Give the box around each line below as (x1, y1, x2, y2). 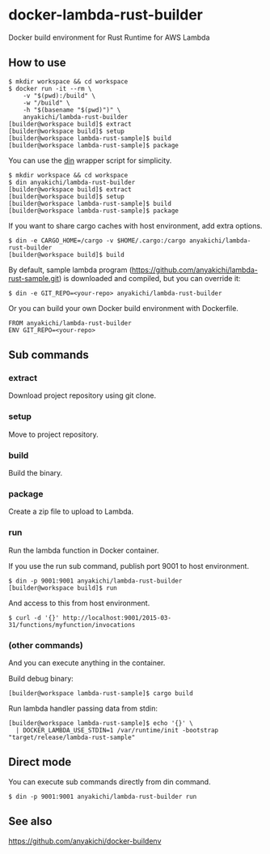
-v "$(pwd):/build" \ (23, 92, 95, 100)
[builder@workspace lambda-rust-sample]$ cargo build (8, 689, 194, 698)
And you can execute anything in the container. (8, 658, 166, 668)
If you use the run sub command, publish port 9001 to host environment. (8, 561, 249, 570)
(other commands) (8, 639, 83, 651)
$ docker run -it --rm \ (8, 84, 92, 92)
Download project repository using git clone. (8, 391, 157, 400)
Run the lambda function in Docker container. (8, 545, 159, 555)
